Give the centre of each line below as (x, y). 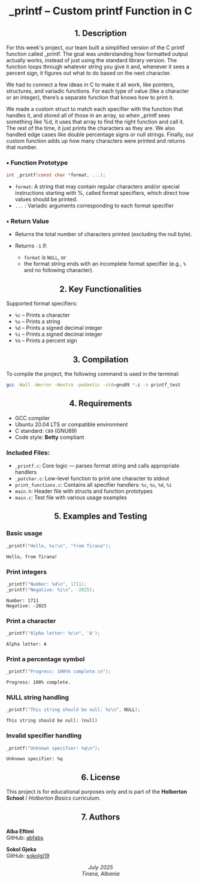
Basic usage (25, 534)
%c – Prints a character (42, 315)
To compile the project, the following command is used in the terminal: (93, 374)
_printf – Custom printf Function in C (101, 11)
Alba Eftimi (20, 831)
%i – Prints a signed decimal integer (59, 334)
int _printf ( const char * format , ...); (56, 175)
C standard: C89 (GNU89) (46, 430)
